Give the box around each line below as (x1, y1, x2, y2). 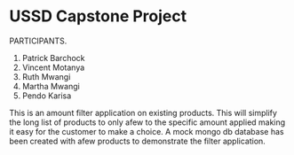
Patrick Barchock (21, 52, 86, 63)
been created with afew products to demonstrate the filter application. (9, 136, 266, 146)
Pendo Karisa (21, 90, 72, 101)
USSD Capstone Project (9, 6, 187, 27)
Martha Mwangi (21, 81, 80, 91)
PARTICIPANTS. (9, 35, 68, 46)
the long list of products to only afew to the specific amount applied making (9, 117, 286, 128)
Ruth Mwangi (21, 71, 71, 81)
